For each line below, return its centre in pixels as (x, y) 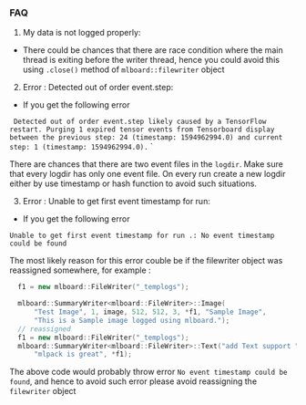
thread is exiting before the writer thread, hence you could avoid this (151, 60)
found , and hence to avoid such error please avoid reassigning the (133, 381)
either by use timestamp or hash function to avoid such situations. (133, 183)
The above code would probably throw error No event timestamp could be (148, 372)
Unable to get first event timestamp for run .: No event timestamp (142, 236)
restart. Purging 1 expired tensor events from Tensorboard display (142, 130)
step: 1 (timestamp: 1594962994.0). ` (81, 147)
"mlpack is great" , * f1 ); (82, 354)
